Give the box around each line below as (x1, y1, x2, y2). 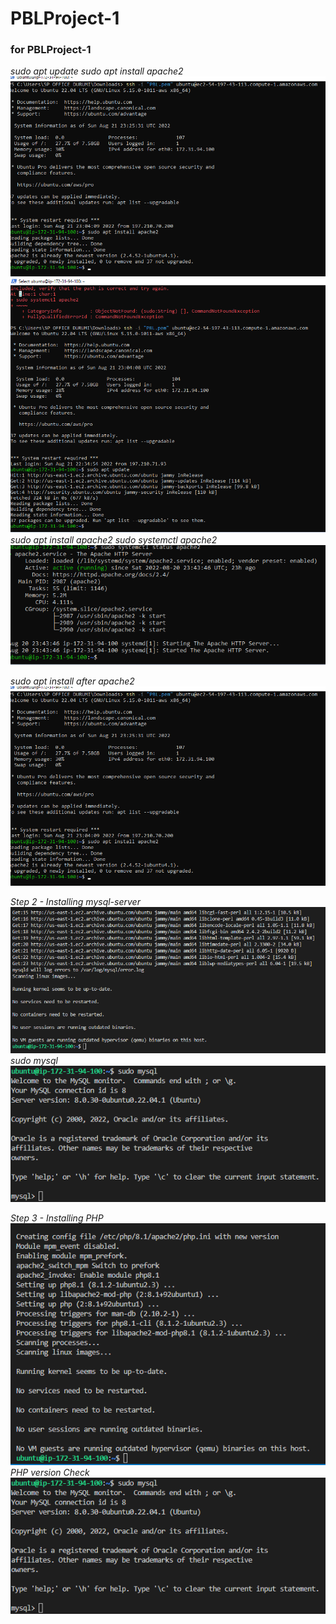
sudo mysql (10, 1054, 58, 1066)
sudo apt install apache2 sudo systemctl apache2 (10, 533, 218, 546)
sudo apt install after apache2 (10, 675, 135, 687)
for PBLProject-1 (10, 43, 92, 57)
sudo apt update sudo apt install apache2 (10, 65, 184, 77)
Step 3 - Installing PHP (10, 1212, 104, 1224)
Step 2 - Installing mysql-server (10, 895, 141, 907)
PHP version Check (10, 1467, 90, 1479)
